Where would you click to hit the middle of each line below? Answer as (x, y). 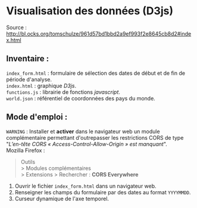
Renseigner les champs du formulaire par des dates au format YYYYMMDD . (103, 192)
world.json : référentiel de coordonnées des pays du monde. (81, 98)
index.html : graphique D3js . (41, 86)
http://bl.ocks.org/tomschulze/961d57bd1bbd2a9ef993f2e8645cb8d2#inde (99, 33)
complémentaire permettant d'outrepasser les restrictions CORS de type (95, 137)
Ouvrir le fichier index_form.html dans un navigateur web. (85, 186)
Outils (28, 162)
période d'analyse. (29, 79)
